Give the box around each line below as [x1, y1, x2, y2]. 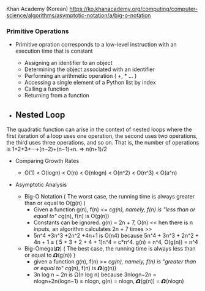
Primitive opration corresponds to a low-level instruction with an [15, 41, 177, 48]
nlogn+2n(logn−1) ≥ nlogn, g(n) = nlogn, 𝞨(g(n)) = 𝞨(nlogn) [33, 278, 185, 285]
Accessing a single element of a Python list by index [24, 79, 156, 86]
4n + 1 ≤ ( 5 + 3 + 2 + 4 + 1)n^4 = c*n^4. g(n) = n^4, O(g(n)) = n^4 [33, 238, 199, 246]
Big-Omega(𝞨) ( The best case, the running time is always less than [24, 245, 196, 252]
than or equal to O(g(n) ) [24, 199, 86, 207]
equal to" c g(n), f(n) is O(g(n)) [33, 213, 110, 220]
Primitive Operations [6, 27, 69, 36]
